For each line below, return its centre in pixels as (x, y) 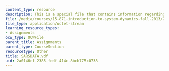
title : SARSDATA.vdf (27, 56)
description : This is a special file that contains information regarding (85, 14)
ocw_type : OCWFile (24, 38)
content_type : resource (30, 10)
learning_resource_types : (32, 28)
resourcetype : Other (27, 51)
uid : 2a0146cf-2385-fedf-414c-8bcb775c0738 (52, 61)
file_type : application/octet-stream (45, 24)
